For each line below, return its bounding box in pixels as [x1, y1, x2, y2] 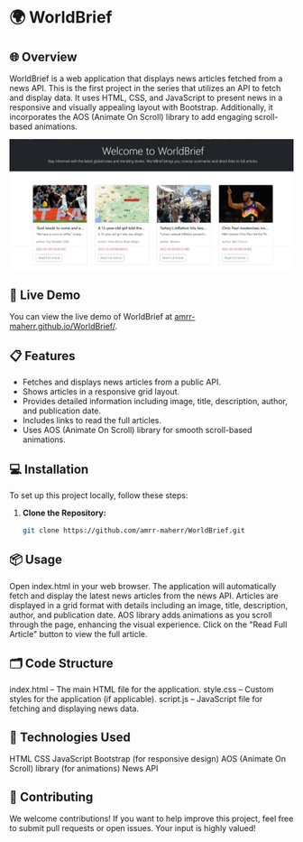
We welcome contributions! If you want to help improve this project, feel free [9, 813, 294, 824]
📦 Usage [9, 552, 63, 568]
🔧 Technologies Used [9, 729, 131, 745]
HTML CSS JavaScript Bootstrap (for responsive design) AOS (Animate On [9, 754, 287, 764]
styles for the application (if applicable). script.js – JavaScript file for [9, 694, 263, 705]
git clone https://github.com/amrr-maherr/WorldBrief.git [22, 525, 245, 535]
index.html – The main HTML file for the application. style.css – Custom [9, 684, 274, 695]
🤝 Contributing [9, 789, 94, 804]
